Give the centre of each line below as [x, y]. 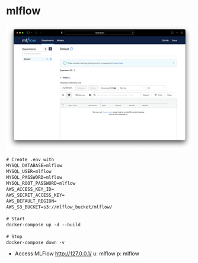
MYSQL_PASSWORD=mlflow [34, 178]
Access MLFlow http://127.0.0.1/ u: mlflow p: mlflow [77, 254]
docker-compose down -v [36, 243]
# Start [16, 219]
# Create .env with [30, 160]
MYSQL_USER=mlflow [29, 172]
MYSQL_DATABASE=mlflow [34, 166]
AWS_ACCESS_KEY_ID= [30, 190]
